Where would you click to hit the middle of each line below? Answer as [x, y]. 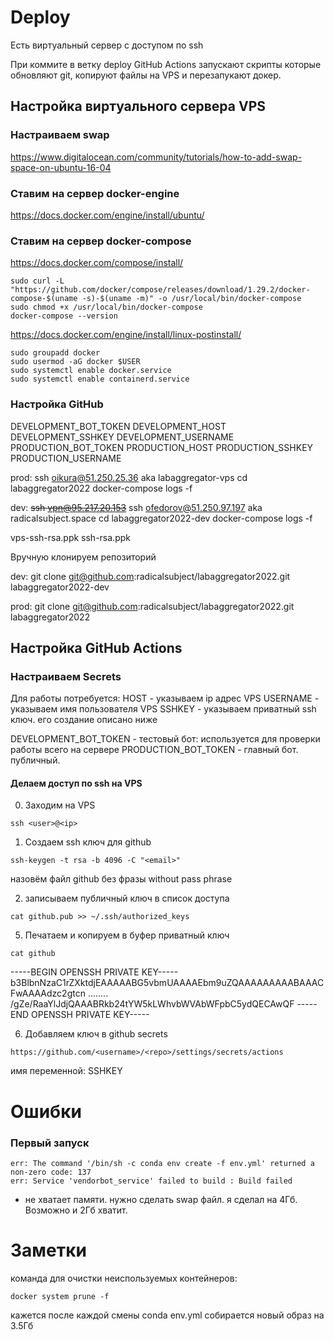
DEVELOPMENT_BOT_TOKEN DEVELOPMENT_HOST [118, 426]
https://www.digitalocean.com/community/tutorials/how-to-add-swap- [156, 157]
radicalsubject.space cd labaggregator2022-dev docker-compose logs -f [161, 518]
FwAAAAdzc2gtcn [48, 993]
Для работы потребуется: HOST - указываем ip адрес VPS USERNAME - [165, 698]
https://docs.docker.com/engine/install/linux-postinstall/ [126, 335]
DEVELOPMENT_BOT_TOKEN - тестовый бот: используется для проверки [165, 739]
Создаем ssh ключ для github [88, 842]
